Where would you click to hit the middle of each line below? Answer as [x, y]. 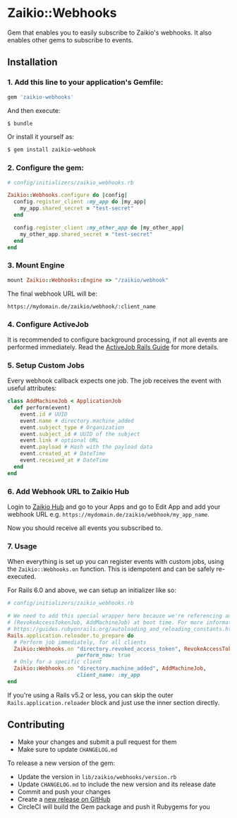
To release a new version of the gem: [61, 763]
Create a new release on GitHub [64, 799]
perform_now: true [104, 655]
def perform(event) [42, 408]
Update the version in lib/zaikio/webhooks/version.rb [97, 776]
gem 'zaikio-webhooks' [41, 97]
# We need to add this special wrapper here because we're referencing [115, 616]
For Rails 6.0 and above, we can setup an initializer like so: [92, 590]
